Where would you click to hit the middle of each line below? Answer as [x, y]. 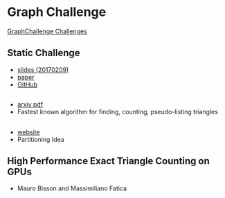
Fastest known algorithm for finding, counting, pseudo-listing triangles [117, 112]
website [28, 132]
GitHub [27, 84]
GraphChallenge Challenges [47, 31]
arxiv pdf [30, 105]
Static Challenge [44, 53]
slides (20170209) [43, 69]
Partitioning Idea [40, 139]
